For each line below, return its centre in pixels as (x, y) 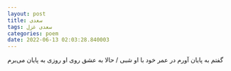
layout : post (27, 14)
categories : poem (33, 33)
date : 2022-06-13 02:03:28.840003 (59, 40)
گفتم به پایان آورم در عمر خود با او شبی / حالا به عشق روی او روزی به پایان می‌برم (116, 60)
